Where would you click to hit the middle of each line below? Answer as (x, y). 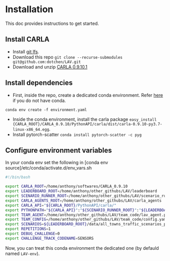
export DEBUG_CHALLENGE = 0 (32, 234)
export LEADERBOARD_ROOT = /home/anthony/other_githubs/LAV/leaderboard (81, 191)
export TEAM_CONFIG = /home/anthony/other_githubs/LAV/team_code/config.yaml (87, 219)
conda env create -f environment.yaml (46, 110)
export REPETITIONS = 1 (28, 229)
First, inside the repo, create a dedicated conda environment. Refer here (88, 95)
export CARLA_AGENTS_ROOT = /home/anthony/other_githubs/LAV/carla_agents (83, 201)
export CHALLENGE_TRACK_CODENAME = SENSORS (50, 238)
